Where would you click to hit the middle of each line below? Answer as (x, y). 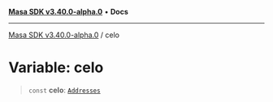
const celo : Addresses (64, 90)
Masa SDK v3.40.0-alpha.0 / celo (64, 35)
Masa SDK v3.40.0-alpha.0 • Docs (68, 12)
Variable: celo (56, 68)
